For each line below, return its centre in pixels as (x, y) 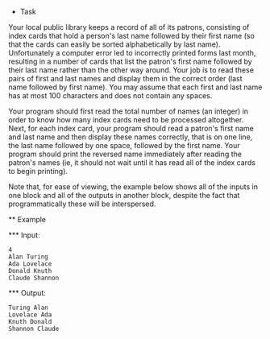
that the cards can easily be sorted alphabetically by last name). (114, 44)
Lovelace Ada (30, 315)
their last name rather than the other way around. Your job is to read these (131, 70)
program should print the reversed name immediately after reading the (125, 154)
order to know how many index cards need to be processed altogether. (126, 120)
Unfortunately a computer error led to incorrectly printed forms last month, (132, 53)
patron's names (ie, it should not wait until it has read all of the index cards (132, 163)
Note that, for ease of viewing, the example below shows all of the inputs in (133, 187)
